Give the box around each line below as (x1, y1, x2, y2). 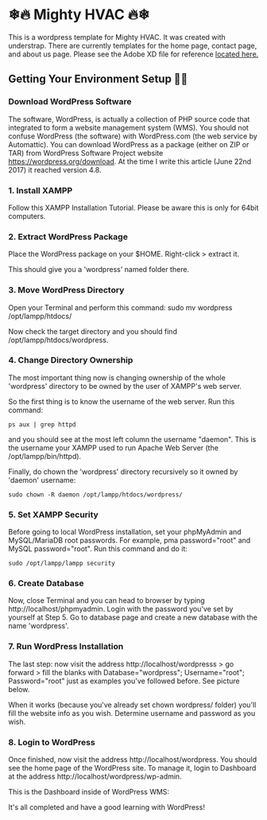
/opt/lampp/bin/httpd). (8, 451, 82, 461)
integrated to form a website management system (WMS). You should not (8, 122, 249, 132)
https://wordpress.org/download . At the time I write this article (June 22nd (8, 157, 252, 166)
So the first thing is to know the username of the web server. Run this (8, 396, 235, 406)
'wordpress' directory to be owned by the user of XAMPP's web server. (8, 381, 242, 391)
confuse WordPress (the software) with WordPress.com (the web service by (8, 131, 258, 141)
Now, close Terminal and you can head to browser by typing (8, 596, 205, 605)
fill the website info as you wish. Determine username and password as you (8, 708, 256, 717)
